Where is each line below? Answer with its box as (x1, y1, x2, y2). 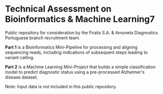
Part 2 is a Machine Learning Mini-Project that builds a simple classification (5, 64, 156, 70)
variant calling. (5, 54, 35, 60)
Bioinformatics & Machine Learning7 (5, 14, 155, 25)
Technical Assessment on (5, 3, 112, 15)
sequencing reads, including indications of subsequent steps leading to (5, 49, 148, 55)
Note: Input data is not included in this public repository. (5, 83, 117, 89)
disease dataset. (5, 74, 38, 80)
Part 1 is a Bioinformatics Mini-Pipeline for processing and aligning (5, 44, 138, 50)
